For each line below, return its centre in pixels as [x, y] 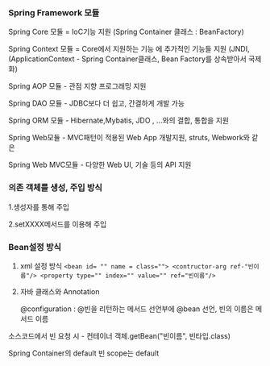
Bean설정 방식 [35, 247]
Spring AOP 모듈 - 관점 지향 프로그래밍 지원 [77, 86]
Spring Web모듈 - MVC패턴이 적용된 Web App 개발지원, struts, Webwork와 [129, 138]
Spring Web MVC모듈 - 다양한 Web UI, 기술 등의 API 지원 [100, 165]
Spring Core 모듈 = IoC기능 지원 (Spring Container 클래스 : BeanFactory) [126, 32]
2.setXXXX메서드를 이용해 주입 [58, 224]
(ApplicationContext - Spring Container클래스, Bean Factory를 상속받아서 [128, 59]
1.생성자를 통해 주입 [39, 206]
